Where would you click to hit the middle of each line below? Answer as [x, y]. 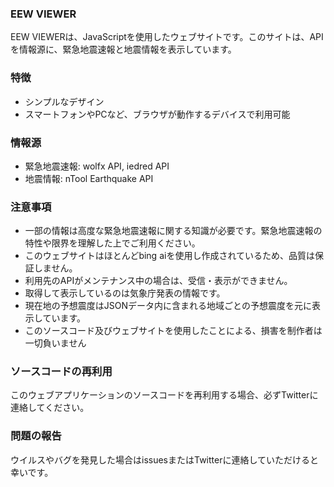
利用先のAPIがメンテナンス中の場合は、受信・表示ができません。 [158, 281]
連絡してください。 [50, 408]
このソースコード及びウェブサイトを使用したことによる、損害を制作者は [173, 331]
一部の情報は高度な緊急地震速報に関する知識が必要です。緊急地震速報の [173, 231]
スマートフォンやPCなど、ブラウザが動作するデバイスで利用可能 [157, 114]
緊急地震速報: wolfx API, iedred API [97, 166]
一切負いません [55, 343]
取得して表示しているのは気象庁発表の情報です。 [125, 293]
